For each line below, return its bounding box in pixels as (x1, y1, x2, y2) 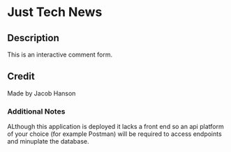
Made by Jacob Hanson (7, 89, 76, 98)
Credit (7, 70, 35, 82)
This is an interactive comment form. (7, 50, 113, 59)
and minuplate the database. (7, 137, 89, 146)
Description (7, 32, 59, 44)
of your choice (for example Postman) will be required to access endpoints (7, 130, 222, 138)
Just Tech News (7, 4, 103, 20)
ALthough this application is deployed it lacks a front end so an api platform (7, 123, 225, 131)
